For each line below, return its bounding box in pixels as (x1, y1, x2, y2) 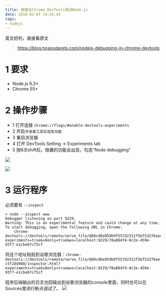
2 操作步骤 (5, 105, 48, 116)
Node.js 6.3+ (12, 81, 39, 87)
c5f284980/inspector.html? (5, 261, 61, 266)
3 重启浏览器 (12, 135, 39, 141)
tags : (5, 16, 16, 21)
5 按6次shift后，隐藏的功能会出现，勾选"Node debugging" (12, 147, 131, 153)
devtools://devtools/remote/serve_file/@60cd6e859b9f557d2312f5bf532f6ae (5, 257, 161, 262)
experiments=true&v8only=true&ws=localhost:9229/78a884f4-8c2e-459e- (5, 266, 152, 271)
